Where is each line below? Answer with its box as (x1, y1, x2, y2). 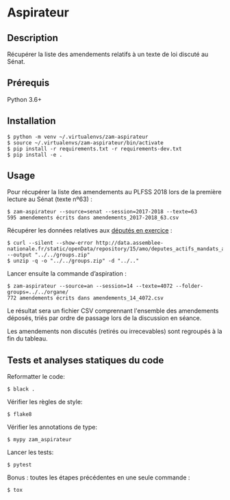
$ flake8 (7, 411, 32, 418)
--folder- (175, 282, 204, 290)
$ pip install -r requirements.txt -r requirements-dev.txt (7, 145, 183, 152)
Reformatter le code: (7, 373, 65, 381)
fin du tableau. (7, 334, 48, 343)
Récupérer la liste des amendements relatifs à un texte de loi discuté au (7, 50, 209, 58)
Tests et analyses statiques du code (7, 354, 164, 366)
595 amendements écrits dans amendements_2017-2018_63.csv (7, 214, 179, 222)
